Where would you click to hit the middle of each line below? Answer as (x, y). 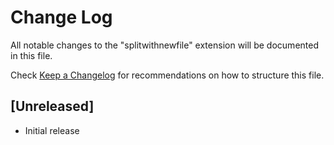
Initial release (52, 130)
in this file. (31, 55)
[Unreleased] (52, 106)
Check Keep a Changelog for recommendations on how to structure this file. (167, 75)
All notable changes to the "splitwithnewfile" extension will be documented (164, 45)
